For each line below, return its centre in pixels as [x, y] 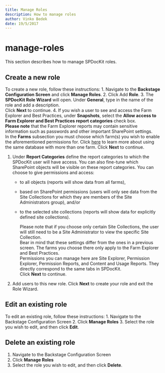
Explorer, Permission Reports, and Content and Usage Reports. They [89, 264]
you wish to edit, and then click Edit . [42, 327]
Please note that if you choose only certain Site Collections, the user [89, 227]
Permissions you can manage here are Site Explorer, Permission [84, 258]
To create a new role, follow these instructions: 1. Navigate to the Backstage [83, 89]
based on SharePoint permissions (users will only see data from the [88, 192]
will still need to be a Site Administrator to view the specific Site [84, 232]
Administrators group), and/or [50, 202]
